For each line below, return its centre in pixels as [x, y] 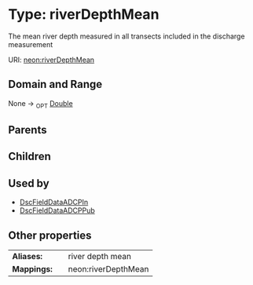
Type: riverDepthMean [84, 15]
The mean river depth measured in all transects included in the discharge [126, 36]
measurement [31, 44]
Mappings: [33, 269]
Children [29, 157]
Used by [29, 183]
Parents [27, 130]
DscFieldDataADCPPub [57, 210]
